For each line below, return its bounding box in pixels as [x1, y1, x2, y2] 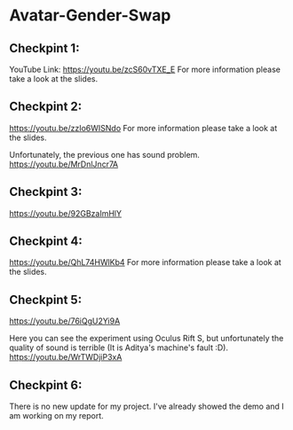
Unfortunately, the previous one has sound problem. [9, 149, 200, 160]
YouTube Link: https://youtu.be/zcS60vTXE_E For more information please [9, 64, 281, 74]
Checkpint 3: [9, 184, 83, 199]
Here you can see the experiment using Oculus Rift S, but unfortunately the [9, 333, 284, 344]
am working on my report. [9, 410, 104, 421]
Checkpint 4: [9, 234, 83, 249]
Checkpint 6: [9, 378, 83, 393]
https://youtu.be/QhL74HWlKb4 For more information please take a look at [9, 257, 281, 268]
